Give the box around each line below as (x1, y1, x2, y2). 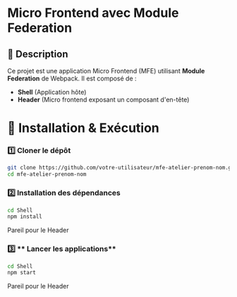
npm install (7, 213, 42, 220)
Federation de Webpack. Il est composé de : (7, 74, 137, 83)
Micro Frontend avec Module (7, 5, 179, 21)
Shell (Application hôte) (17, 88, 87, 96)
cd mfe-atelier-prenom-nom (7, 171, 87, 178)
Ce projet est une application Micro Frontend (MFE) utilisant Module (7, 67, 205, 75)
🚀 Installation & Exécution (7, 120, 160, 136)
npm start (7, 269, 37, 277)
